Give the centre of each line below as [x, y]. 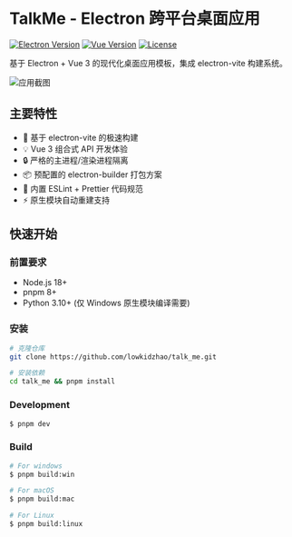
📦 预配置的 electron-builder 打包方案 [92, 174]
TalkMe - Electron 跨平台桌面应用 [135, 19]
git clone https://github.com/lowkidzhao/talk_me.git [113, 357]
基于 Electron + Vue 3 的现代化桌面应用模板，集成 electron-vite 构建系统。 [149, 63]
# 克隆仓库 [27, 348]
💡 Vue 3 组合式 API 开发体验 [75, 149]
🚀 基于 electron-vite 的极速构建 [80, 137]
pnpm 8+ [39, 293]
